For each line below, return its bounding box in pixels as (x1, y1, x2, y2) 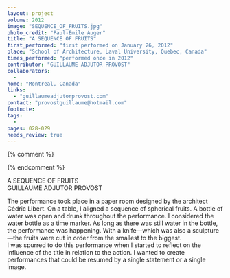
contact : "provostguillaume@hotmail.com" (7, 100, 128, 106)
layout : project (7, 10, 54, 17)
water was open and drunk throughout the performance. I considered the (7, 212, 214, 220)
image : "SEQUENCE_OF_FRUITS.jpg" (7, 23, 103, 30)
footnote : (7, 106, 36, 113)
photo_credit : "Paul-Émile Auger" (7, 29, 106, 36)
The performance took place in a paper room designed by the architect (7, 197, 208, 206)
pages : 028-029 (7, 125, 51, 132)
